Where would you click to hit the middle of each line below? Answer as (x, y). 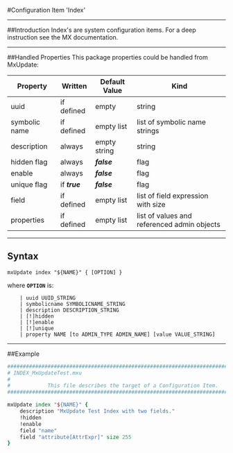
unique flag (29, 185)
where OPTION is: (31, 285)
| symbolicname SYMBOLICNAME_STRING (73, 304)
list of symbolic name (171, 122)
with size (151, 204)
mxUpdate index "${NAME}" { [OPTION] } (65, 272)
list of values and (164, 216)
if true (70, 185)
